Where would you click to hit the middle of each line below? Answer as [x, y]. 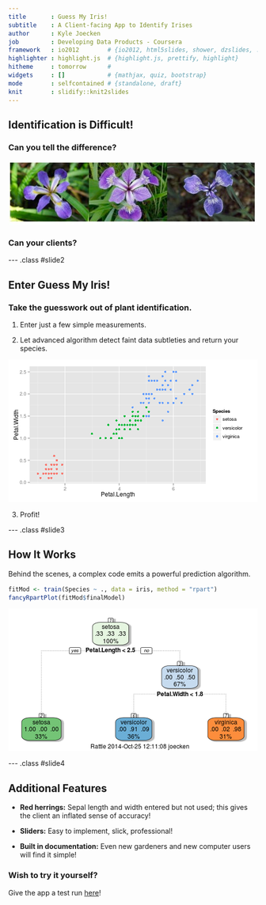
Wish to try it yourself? [53, 876]
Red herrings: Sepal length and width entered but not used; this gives [133, 808]
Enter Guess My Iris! [59, 285]
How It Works [42, 555]
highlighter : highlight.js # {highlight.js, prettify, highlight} [123, 59]
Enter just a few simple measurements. [83, 324]
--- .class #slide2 [36, 260]
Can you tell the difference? [63, 147]
